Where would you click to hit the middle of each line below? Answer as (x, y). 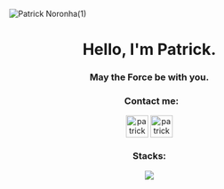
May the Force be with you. (149, 77)
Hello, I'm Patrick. (149, 50)
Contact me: (152, 101)
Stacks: (149, 156)
